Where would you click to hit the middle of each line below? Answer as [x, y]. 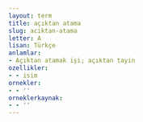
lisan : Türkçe [32, 46]
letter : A [25, 38]
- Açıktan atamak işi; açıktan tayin [72, 61]
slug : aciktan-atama [43, 31]
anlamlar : [25, 53]
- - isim [23, 75]
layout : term [30, 16]
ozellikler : [28, 68]
